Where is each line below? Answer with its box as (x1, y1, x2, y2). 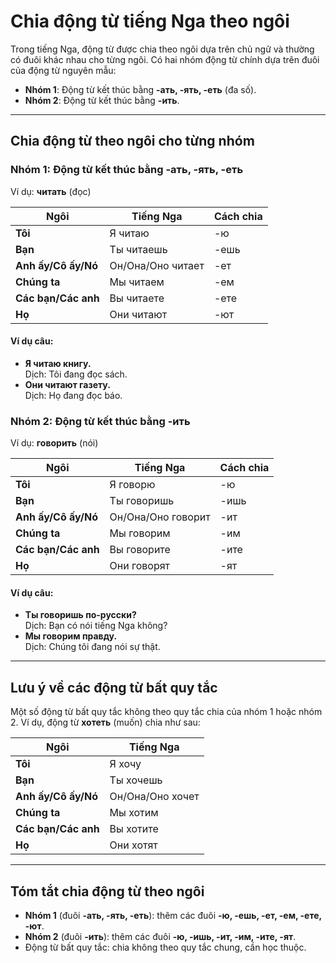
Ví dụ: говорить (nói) (10, 437, 99, 449)
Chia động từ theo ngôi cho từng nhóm (10, 133, 255, 150)
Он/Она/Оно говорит (109, 510, 211, 524)
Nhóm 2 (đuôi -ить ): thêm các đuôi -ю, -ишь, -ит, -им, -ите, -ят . (24, 930, 297, 942)
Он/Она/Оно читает (109, 258, 205, 272)
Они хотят (109, 838, 158, 852)
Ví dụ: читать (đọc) (10, 185, 92, 197)
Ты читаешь (109, 242, 168, 256)
